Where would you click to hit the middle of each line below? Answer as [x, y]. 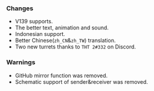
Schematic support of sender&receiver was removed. [82, 81]
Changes [20, 8]
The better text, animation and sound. [62, 28]
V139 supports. [34, 22]
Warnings [21, 62]
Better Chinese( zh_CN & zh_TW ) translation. [65, 41]
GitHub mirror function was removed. [61, 75]
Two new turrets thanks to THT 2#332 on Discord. [75, 47]
